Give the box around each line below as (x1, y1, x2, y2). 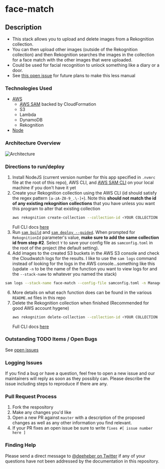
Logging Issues (5, 359, 43, 366)
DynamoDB (19, 117, 43, 123)
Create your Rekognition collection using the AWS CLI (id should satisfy (12, 190, 157, 196)
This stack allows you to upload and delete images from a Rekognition (12, 36, 154, 42)
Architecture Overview (5, 140, 61, 147)
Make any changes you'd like (12, 410, 72, 415)
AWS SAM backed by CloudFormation (19, 101, 97, 107)
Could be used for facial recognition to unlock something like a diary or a (12, 62, 160, 68)
